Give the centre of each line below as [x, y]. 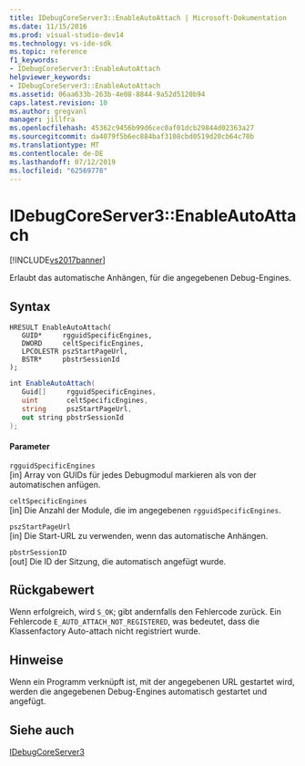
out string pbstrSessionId [73, 417]
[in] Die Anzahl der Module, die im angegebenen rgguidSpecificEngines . [145, 510]
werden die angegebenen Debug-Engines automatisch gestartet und [138, 692]
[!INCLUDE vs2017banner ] [58, 260]
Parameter [30, 446]
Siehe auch [42, 730]
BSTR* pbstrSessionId [71, 360]
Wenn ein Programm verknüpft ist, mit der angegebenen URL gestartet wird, [152, 682]
